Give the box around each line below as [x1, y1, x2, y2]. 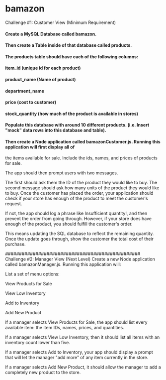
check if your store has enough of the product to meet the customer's [5, 195, 148, 202]
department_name [5, 88, 45, 94]
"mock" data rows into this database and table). [5, 127, 107, 133]
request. [5, 201, 22, 207]
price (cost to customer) [5, 99, 56, 105]
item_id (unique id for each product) [5, 65, 81, 71]
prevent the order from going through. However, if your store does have [5, 216, 152, 222]
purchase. [5, 241, 26, 247]
